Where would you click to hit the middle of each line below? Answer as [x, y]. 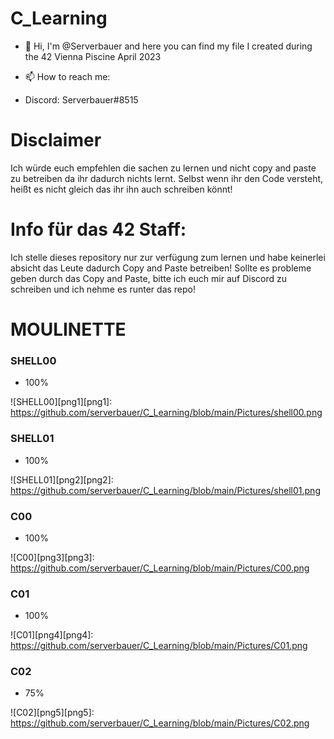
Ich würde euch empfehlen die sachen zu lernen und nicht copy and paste [163, 168]
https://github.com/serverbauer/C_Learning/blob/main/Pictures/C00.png [160, 568]
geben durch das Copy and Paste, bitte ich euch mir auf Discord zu [148, 278]
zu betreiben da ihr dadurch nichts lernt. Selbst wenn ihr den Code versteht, [167, 178]
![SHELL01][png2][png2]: [62, 479]
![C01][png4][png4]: [52, 635]
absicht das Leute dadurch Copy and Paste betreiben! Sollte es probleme [161, 268]
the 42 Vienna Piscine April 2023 [93, 56]
